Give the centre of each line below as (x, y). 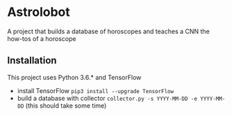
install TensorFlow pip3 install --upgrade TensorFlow (96, 90)
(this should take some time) (66, 106)
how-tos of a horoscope (42, 38)
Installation (32, 61)
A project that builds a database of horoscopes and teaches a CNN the (108, 31)
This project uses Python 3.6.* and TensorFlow (74, 77)
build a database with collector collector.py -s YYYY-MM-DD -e (107, 98)
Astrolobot (39, 12)
